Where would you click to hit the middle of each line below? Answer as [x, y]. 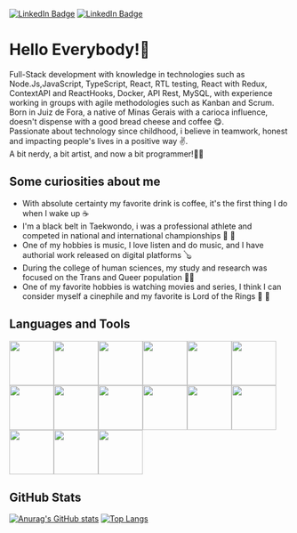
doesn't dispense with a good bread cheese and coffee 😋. [117, 121]
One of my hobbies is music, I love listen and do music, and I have [143, 245]
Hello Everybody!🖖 [80, 50]
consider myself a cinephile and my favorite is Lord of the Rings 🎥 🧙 [146, 296]
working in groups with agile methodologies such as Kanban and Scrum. [142, 102]
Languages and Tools [70, 324]
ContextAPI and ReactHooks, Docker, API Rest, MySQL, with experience [141, 93]
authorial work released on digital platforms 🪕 [107, 254]
